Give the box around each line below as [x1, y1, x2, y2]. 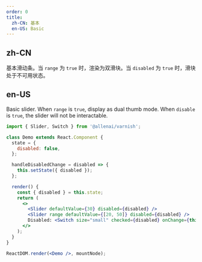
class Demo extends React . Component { [6, 134, 103, 140]
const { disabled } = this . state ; [17, 189, 103, 195]
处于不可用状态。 [6, 72, 49, 79]
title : [6, 14, 23, 20]
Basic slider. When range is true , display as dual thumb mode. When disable [6, 106, 195, 113]
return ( [17, 195, 39, 201]
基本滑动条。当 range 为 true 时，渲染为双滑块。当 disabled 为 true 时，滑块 [6, 64, 196, 72]
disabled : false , [17, 145, 61, 152]
